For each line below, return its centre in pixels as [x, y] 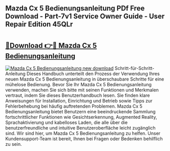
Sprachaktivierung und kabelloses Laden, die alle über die [67, 122]
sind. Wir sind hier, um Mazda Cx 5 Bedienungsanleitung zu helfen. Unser [83, 133]
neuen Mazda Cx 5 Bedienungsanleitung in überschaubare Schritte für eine [85, 79]
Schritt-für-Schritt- [134, 68]
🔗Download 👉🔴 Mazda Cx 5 [51, 45]
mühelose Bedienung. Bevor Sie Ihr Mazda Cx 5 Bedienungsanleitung [79, 84]
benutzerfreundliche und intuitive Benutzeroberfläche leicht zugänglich [81, 128]
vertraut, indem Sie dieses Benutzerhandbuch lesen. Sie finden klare [78, 95]
